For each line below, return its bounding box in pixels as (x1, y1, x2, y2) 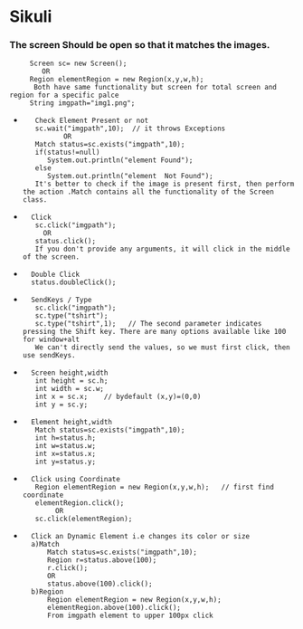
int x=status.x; (34, 450, 97, 459)
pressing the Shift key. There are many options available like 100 (22, 328, 287, 337)
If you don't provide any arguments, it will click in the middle (34, 244, 291, 254)
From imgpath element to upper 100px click (46, 611, 214, 621)
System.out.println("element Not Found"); (46, 172, 214, 181)
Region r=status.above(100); (46, 556, 157, 565)
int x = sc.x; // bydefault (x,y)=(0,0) (34, 392, 202, 402)
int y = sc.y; (34, 400, 89, 409)
